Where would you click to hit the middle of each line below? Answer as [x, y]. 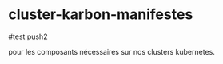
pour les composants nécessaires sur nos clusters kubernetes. [112, 51]
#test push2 [28, 36]
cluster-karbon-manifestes [101, 15]
